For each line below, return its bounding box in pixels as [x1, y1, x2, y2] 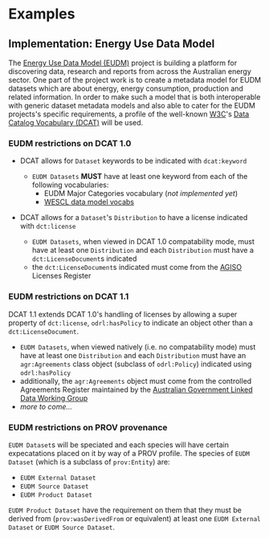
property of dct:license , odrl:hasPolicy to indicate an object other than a [8, 318, 253, 328]
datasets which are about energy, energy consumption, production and [8, 84, 243, 93]
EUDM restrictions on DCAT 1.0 [8, 137, 132, 149]
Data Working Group [19, 393, 88, 402]
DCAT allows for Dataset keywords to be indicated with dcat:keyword [19, 156, 247, 165]
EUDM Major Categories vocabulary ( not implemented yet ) [43, 189, 238, 198]
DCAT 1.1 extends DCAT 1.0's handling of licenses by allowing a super [8, 309, 238, 319]
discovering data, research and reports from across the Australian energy [8, 67, 251, 76]
